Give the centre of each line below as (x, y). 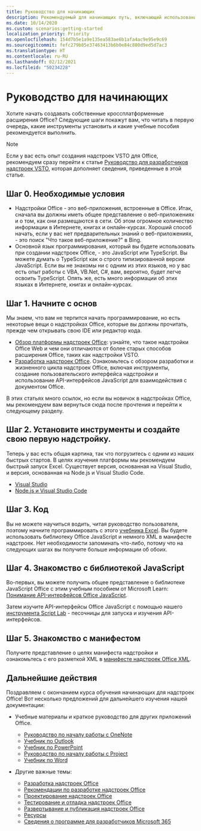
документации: (25, 705)
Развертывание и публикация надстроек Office (84, 809)
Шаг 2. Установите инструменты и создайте (93, 430)
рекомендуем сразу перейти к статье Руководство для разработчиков (97, 162)
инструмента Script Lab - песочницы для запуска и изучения (84, 613)
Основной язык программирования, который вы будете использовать (105, 247)
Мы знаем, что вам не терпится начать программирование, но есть (93, 317)
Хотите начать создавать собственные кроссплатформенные (85, 114)
